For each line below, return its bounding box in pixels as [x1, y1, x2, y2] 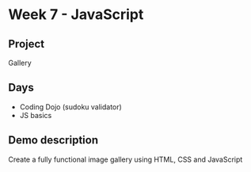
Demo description [8, 133, 99, 147]
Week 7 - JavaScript [8, 6, 144, 24]
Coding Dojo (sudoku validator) [19, 101, 123, 112]
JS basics [19, 110, 52, 120]
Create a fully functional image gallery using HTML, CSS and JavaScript [8, 155, 243, 164]
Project [8, 37, 45, 51]
